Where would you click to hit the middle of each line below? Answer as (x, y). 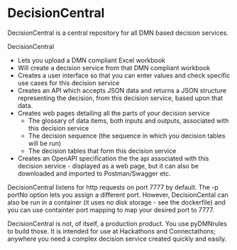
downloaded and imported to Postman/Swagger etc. (94, 173)
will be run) (45, 143)
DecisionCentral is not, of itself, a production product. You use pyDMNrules (117, 223)
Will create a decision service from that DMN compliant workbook (114, 67)
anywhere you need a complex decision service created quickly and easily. (117, 239)
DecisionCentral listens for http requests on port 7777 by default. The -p (113, 187)
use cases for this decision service (68, 82)
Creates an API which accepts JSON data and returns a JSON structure (122, 90)
